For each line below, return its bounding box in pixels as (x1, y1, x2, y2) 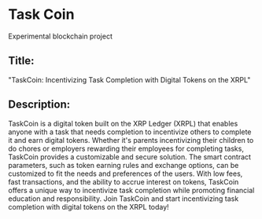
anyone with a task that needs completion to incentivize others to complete (8, 127, 252, 137)
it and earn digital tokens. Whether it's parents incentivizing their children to (8, 135, 254, 144)
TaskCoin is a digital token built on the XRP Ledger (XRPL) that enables (8, 119, 238, 128)
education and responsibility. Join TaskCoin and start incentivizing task (8, 194, 239, 203)
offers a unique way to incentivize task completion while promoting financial (8, 185, 255, 195)
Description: (8, 98, 71, 111)
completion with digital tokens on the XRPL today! (8, 202, 169, 211)
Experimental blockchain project (8, 31, 113, 41)
